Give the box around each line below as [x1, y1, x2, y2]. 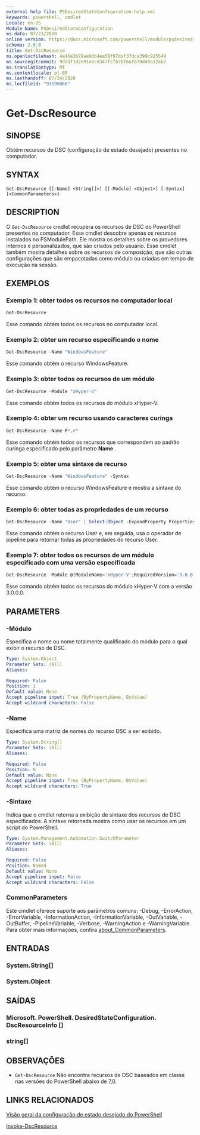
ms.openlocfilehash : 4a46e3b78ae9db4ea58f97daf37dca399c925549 [6, 53, 167, 59]
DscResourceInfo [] [6, 1021, 64, 1029]
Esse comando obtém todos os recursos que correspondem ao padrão [6, 438, 180, 446]
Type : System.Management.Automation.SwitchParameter [6, 835, 140, 841]
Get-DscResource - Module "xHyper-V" [6, 388, 97, 394]
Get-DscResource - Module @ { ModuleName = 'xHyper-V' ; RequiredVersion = [6, 572, 177, 578]
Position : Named [6, 863, 46, 869]
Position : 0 [6, 766, 36, 772]
